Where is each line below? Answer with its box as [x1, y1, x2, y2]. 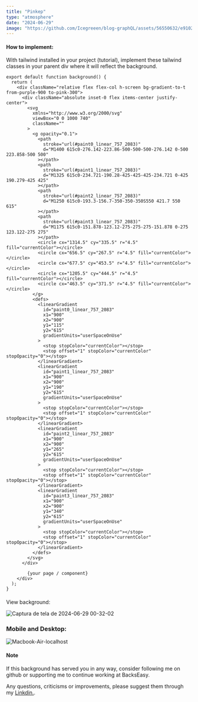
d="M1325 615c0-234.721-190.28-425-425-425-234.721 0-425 [43, 173, 189, 178]
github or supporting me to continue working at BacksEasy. [6, 671, 150, 678]
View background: [6, 599, 51, 606]
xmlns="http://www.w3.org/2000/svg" [32, 110, 123, 116]
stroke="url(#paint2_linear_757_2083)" [43, 193, 141, 199]
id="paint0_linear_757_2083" [43, 307, 115, 313]
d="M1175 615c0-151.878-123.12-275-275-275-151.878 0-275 [43, 224, 189, 230]
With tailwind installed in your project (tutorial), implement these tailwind [6, 57, 181, 64]
